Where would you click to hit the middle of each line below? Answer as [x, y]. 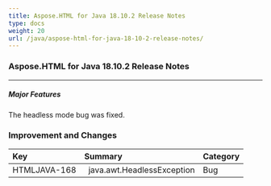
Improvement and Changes [63, 135]
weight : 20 [27, 31]
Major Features [35, 94]
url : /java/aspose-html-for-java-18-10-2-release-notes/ [106, 38]
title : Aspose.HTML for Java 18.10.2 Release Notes [97, 16]
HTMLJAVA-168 [44, 170]
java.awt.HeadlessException [142, 170]
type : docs [27, 23]
